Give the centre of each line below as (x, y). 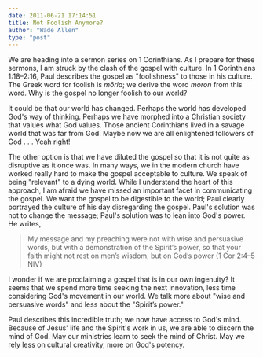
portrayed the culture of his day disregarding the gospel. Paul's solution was (131, 207)
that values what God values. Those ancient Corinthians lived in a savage (126, 125)
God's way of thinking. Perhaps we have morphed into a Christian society (127, 117)
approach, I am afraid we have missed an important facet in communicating (130, 190)
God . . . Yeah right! (39, 142)
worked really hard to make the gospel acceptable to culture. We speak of (128, 174)
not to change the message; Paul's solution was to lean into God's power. (127, 215)
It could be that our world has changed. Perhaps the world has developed (127, 109)
